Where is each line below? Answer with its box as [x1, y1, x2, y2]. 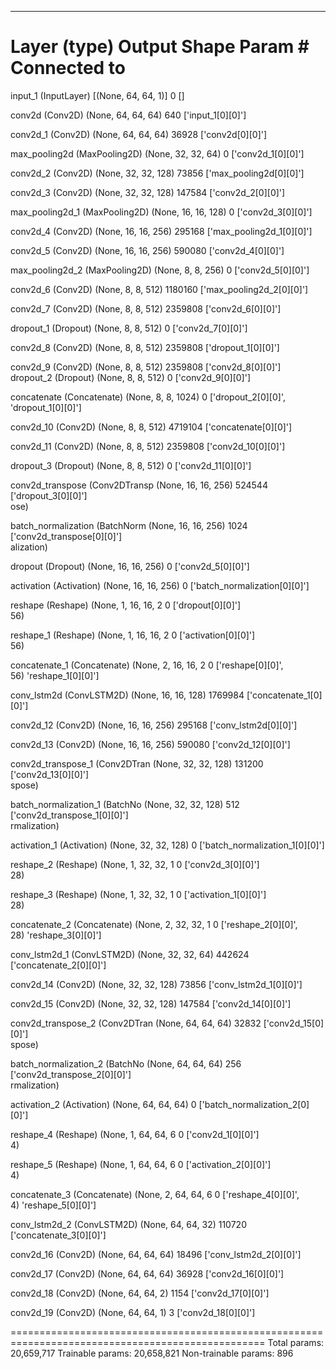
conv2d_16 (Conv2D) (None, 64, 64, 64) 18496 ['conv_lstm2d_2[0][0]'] [10, 1248, 302, 1260]
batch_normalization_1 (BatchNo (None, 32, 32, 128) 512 [10, 798, 240, 810]
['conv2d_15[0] [263, 1017, 325, 1029]
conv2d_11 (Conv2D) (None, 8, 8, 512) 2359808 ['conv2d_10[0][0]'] [10, 440, 286, 452]
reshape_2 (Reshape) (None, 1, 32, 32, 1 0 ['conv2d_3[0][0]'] [10, 858, 260, 870]
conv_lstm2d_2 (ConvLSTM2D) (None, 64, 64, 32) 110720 [10, 1218, 247, 1230]
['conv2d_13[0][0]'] [10, 768, 90, 780]
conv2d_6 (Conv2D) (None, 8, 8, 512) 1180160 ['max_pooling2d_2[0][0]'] [10, 283, 309, 295]
